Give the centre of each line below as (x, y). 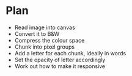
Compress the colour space (50, 40)
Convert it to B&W (37, 33)
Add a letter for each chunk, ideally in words (70, 53)
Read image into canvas (45, 27)
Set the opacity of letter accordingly (60, 60)
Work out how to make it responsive (60, 66)
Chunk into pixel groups (44, 47)
